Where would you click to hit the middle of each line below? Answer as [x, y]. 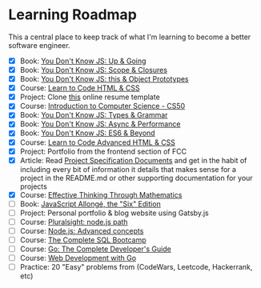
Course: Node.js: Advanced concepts [82, 230]
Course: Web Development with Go [78, 258]
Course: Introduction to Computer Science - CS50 [102, 106]
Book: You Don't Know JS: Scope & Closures [94, 70]
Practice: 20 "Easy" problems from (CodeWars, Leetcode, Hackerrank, [136, 267]
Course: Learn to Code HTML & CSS [80, 88]
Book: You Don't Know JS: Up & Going [83, 61]
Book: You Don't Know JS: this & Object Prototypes [104, 79]
